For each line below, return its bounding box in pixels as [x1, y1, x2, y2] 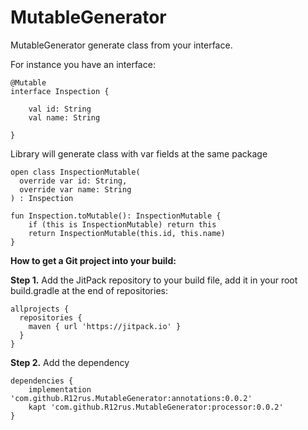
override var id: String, [19, 176, 128, 186]
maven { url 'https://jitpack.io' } [28, 321, 182, 331]
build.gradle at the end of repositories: [10, 284, 168, 296]
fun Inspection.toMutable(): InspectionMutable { [10, 211, 222, 221]
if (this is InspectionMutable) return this [28, 219, 217, 230]
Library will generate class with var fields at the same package [10, 147, 268, 160]
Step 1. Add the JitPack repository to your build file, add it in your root [10, 274, 298, 286]
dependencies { [10, 376, 74, 386]
